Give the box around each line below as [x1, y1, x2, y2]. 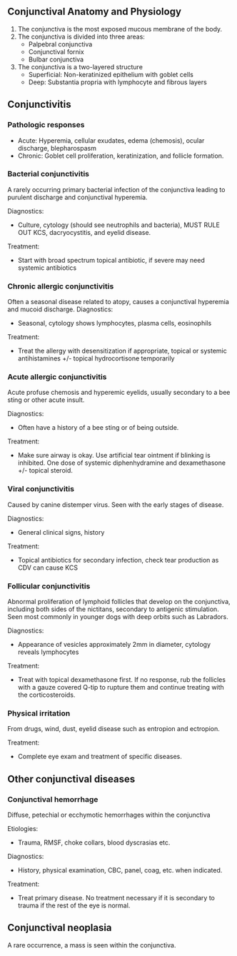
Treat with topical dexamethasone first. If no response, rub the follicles [17, 675, 226, 684]
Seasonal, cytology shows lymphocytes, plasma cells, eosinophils [17, 319, 212, 328]
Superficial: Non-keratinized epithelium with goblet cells [28, 70, 194, 79]
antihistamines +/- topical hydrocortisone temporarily [17, 354, 175, 363]
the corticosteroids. [17, 690, 76, 699]
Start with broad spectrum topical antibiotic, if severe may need [17, 256, 206, 264]
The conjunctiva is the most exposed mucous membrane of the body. [17, 24, 223, 33]
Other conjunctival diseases [7, 773, 136, 785]
